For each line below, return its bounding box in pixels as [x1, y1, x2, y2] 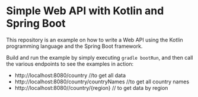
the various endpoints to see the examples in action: [6, 60, 134, 67]
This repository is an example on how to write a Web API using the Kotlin [6, 36, 184, 43]
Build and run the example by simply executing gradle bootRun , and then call [6, 54, 193, 61]
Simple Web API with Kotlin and [6, 4, 164, 18]
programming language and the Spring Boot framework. [6, 43, 143, 50]
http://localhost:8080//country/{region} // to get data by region [14, 84, 168, 91]
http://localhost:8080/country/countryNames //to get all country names [14, 78, 190, 85]
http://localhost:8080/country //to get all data [14, 72, 126, 79]
